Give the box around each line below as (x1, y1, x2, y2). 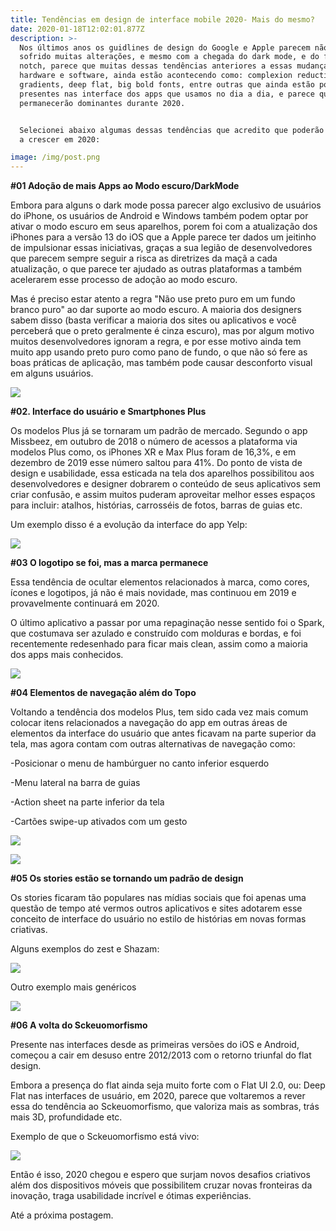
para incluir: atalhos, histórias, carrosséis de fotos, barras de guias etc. (10, 499, 303, 511)
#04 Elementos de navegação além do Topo (10, 687, 197, 699)
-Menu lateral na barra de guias (10, 777, 141, 789)
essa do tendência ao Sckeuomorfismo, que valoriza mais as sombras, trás (10, 1101, 320, 1113)
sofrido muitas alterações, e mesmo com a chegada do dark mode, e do (19, 52, 320, 62)
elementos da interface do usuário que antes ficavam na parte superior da (10, 727, 317, 740)
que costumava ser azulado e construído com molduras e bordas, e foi (10, 627, 302, 640)
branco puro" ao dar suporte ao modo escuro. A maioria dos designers (10, 304, 302, 316)
